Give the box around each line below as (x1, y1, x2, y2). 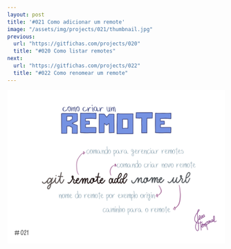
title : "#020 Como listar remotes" (13, 48, 116, 55)
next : (7, 55, 23, 62)
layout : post (7, 11, 45, 18)
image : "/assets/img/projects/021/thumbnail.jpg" (7, 26, 154, 33)
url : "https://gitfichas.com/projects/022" (13, 62, 140, 69)
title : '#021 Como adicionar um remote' (7, 18, 126, 26)
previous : (7, 33, 36, 40)
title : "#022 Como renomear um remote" (13, 69, 129, 76)
